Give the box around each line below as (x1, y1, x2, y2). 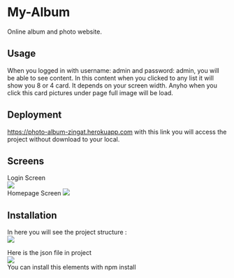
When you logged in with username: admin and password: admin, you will (7, 66, 220, 74)
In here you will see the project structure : (7, 228, 127, 237)
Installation (7, 209, 57, 221)
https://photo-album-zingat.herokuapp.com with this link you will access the (7, 127, 227, 136)
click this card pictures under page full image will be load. (7, 88, 173, 97)
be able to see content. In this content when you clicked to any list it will (7, 74, 214, 82)
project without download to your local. (7, 134, 120, 144)
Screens (7, 155, 44, 167)
